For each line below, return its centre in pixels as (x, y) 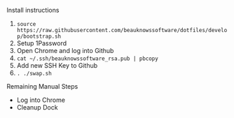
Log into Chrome (41, 100)
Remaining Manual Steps (42, 86)
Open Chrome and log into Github (65, 51)
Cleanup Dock (37, 107)
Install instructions (33, 10)
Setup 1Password (42, 43)
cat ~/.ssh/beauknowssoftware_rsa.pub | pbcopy (87, 59)
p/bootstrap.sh (39, 36)
